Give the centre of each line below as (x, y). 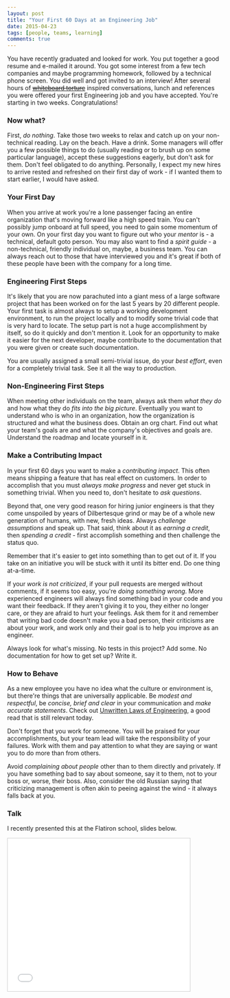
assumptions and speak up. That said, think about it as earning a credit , (109, 528)
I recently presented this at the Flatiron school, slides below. (92, 829)
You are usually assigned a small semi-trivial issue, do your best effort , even (115, 361)
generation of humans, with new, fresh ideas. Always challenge (97, 520)
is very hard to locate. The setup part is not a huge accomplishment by (107, 326)
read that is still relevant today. (50, 718)
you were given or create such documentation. (73, 348)
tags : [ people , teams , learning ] (55, 33)
